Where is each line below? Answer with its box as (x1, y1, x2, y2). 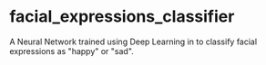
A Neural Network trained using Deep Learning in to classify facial (9, 36, 258, 47)
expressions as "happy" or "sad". (9, 45, 134, 56)
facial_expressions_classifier (9, 6, 235, 27)
